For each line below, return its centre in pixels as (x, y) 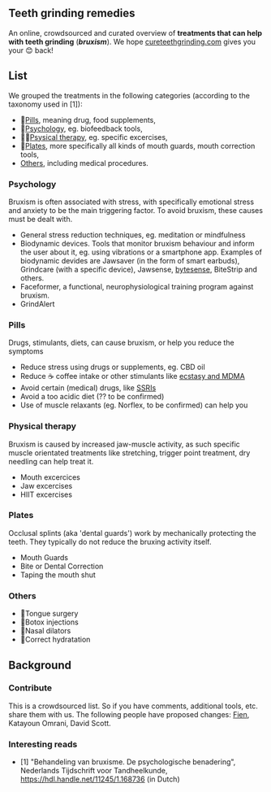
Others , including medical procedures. (84, 163)
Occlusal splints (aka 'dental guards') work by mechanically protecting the (133, 533)
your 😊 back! (31, 50)
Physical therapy (43, 426)
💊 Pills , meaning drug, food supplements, (88, 120)
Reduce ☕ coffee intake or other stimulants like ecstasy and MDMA (132, 376)
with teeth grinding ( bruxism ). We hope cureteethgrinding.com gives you (132, 41)
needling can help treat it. (51, 461)
